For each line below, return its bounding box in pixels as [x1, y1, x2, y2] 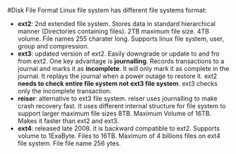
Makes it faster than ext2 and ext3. [17, 117, 119, 125]
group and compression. [17, 42, 90, 50]
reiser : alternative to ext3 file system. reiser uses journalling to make [17, 94, 218, 103]
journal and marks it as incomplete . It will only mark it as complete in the [17, 65, 230, 72]
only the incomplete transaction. [17, 87, 112, 95]
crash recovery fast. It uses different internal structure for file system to [17, 102, 226, 110]
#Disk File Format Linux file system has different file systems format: [7, 6, 207, 14]
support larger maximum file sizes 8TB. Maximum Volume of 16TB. [17, 109, 212, 117]
